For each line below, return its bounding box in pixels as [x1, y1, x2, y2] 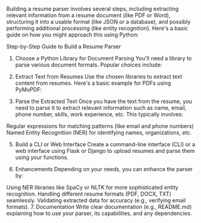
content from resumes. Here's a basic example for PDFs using [15, 79, 172, 87]
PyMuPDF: [15, 86, 42, 93]
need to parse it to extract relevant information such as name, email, [15, 104, 187, 111]
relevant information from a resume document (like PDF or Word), [6, 12, 171, 19]
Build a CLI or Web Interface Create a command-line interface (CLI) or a [15, 141, 196, 148]
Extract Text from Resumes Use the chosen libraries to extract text [15, 73, 183, 80]
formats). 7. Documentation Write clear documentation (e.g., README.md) [6, 204, 192, 210]
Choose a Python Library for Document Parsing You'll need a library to [15, 55, 192, 62]
